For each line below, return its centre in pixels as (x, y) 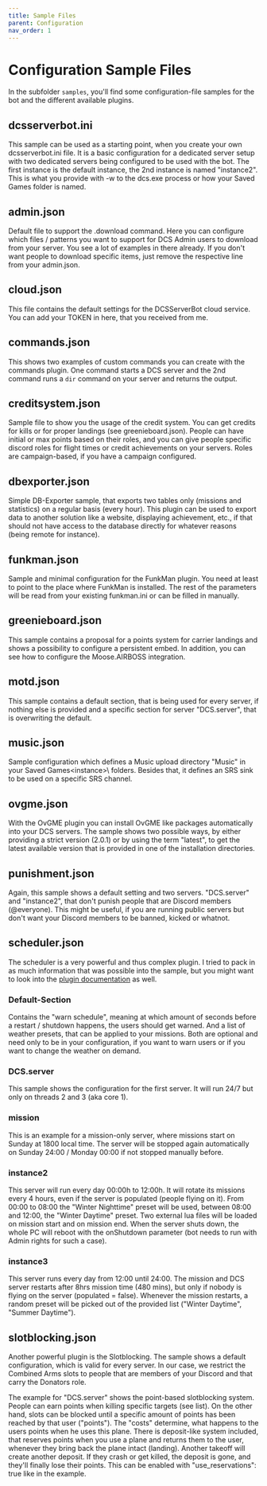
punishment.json (51, 874)
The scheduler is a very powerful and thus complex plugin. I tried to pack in (132, 962)
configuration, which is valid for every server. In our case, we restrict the (127, 1365)
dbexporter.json (49, 481)
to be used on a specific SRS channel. (70, 779)
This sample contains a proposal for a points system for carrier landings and (133, 640)
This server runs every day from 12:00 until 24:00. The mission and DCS (126, 1279)
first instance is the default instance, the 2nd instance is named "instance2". (133, 170)
